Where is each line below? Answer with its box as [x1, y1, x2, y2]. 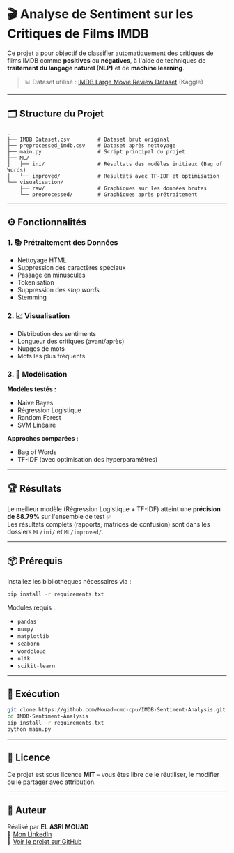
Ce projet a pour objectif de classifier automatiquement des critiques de [7, 49, 214, 57]
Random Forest [17, 414, 61, 422]
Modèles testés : [7, 385, 57, 393]
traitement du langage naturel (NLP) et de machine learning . [7, 63, 185, 72]
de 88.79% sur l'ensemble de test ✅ [7, 512, 112, 520]
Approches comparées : [7, 435, 79, 443]
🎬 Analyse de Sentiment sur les [7, 6, 194, 22]
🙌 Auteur [7, 804, 47, 817]
